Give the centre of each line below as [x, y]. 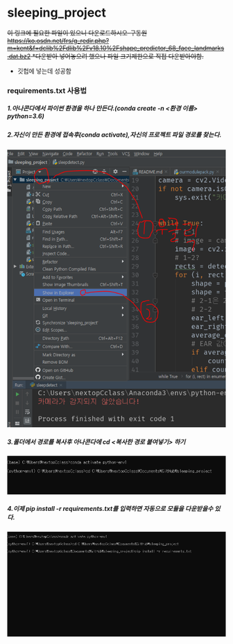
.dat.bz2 [19, 56]
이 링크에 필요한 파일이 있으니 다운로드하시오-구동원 [77, 33]
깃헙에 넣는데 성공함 [44, 71]
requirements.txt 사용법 [47, 90]
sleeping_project [57, 13]
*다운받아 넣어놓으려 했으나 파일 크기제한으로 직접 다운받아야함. [118, 56]
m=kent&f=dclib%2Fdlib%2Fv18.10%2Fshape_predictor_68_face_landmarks [116, 48]
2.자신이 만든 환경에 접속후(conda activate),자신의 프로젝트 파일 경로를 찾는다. [114, 134]
